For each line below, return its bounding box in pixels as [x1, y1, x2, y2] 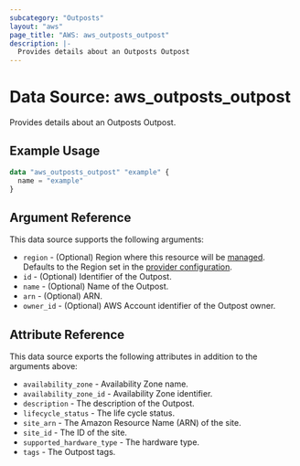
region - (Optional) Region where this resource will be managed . [22, 252, 265, 263]
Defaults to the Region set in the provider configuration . [22, 261, 233, 272]
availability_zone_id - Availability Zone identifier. [22, 388, 213, 399]
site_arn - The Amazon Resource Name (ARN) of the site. [22, 418, 241, 429]
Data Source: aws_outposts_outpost [9, 87, 291, 108]
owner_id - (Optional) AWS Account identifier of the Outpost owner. [22, 301, 276, 312]
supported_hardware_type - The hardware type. [22, 437, 199, 448]
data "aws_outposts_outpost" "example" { [9, 167, 170, 176]
